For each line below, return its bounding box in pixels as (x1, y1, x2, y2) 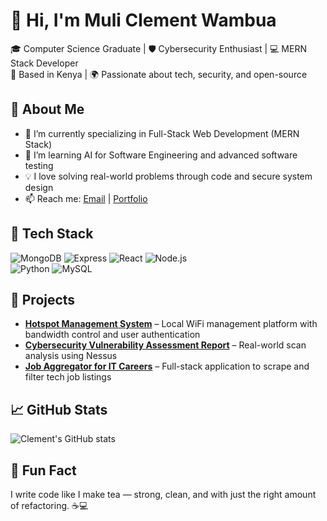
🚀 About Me (10, 101, 85, 118)
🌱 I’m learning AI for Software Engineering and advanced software (24, 149, 298, 161)
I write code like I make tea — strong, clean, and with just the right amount (10, 489, 317, 500)
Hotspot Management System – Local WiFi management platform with (24, 318, 318, 330)
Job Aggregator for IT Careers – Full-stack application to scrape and (24, 360, 310, 373)
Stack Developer (10, 57, 79, 69)
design (24, 181, 54, 193)
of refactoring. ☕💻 (10, 500, 89, 511)
